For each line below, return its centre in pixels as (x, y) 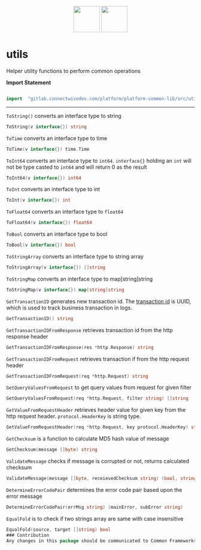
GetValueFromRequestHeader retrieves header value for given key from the (96, 410)
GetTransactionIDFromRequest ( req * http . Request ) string (77, 376)
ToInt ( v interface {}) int (38, 200)
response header (27, 336)
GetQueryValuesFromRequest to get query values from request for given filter (99, 388)
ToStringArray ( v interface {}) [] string (56, 268)
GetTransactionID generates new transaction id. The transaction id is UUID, (99, 301)
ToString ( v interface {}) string (46, 127)
